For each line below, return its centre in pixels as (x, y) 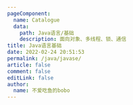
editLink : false (30, 78)
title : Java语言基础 (34, 46)
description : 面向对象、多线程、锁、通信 (73, 39)
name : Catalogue (37, 20)
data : (21, 26)
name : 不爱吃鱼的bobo (42, 90)
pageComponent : (29, 13)
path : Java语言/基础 (47, 33)
